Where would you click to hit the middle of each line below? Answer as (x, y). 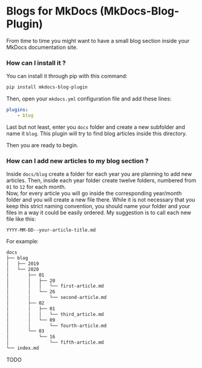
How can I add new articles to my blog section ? (78, 160)
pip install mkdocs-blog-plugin (47, 87)
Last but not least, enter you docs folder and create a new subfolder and (96, 127)
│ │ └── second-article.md (57, 298)
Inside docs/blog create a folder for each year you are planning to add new (99, 174)
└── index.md (23, 348)
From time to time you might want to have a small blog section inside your (98, 41)
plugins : (17, 110)
